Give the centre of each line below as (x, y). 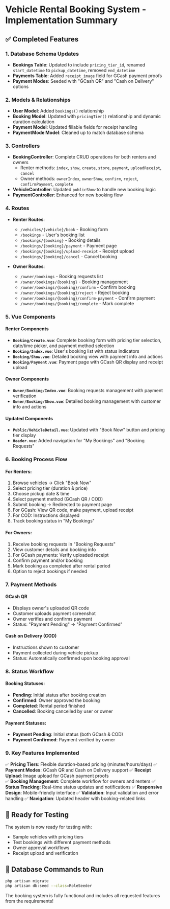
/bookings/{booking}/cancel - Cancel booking (69, 256)
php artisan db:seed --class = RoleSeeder (49, 886)
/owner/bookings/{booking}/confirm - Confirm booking (78, 287)
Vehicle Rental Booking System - (76, 9)
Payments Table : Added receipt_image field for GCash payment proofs (87, 76)
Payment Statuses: (26, 723)
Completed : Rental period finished (49, 706)
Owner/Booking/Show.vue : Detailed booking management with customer (87, 401)
